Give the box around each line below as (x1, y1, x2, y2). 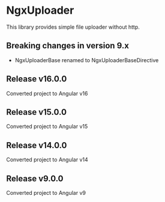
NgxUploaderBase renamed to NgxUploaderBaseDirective (14, 56, 159, 63)
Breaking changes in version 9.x (6, 41, 129, 51)
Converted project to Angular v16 (6, 90, 88, 97)
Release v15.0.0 (6, 107, 67, 117)
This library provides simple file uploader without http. (6, 23, 140, 30)
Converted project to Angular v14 (6, 156, 88, 163)
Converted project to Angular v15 (6, 123, 88, 130)
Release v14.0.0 (6, 140, 67, 150)
